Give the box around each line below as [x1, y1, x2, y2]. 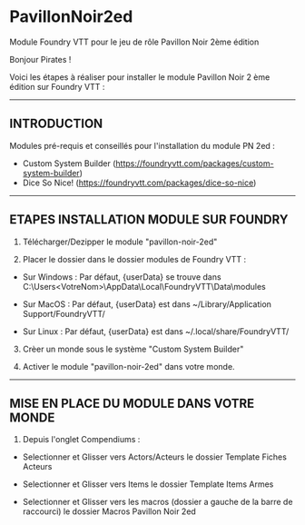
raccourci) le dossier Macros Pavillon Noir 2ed [22, 506, 197, 517]
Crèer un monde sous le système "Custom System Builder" [22, 343, 244, 354]
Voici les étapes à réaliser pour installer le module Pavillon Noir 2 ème [9, 71, 271, 83]
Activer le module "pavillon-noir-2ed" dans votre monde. [22, 361, 235, 371]
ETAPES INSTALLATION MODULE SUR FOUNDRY [9, 212, 289, 228]
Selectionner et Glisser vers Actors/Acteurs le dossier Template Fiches [22, 451, 288, 462]
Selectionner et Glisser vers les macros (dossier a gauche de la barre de [22, 497, 293, 508]
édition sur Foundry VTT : [9, 81, 105, 92]
